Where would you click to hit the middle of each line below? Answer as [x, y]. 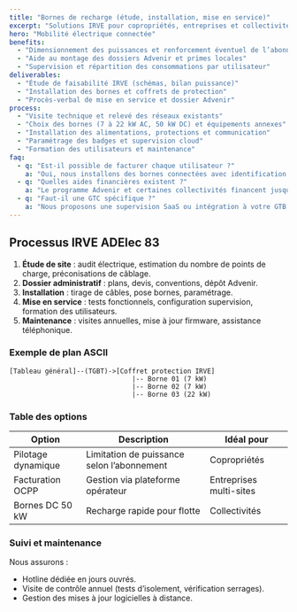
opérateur [107, 491]
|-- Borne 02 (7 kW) [169, 386]
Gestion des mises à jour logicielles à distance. [107, 598]
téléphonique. [47, 329]
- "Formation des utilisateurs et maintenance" [107, 149]
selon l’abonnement [127, 466]
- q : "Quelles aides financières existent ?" [103, 182]
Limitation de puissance [135, 454]
